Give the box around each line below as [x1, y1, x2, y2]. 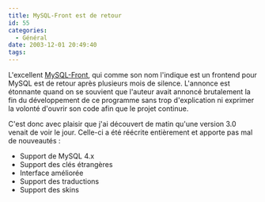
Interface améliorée [19, 168, 84, 177]
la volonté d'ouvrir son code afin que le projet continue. [8, 104, 189, 113]
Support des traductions [19, 177, 100, 186]
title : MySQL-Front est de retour [8, 11, 123, 20]
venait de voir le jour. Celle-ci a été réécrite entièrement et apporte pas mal [8, 128, 253, 137]
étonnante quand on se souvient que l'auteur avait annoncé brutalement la [8, 87, 251, 96]
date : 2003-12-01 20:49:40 [8, 41, 97, 49]
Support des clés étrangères [19, 160, 113, 169]
